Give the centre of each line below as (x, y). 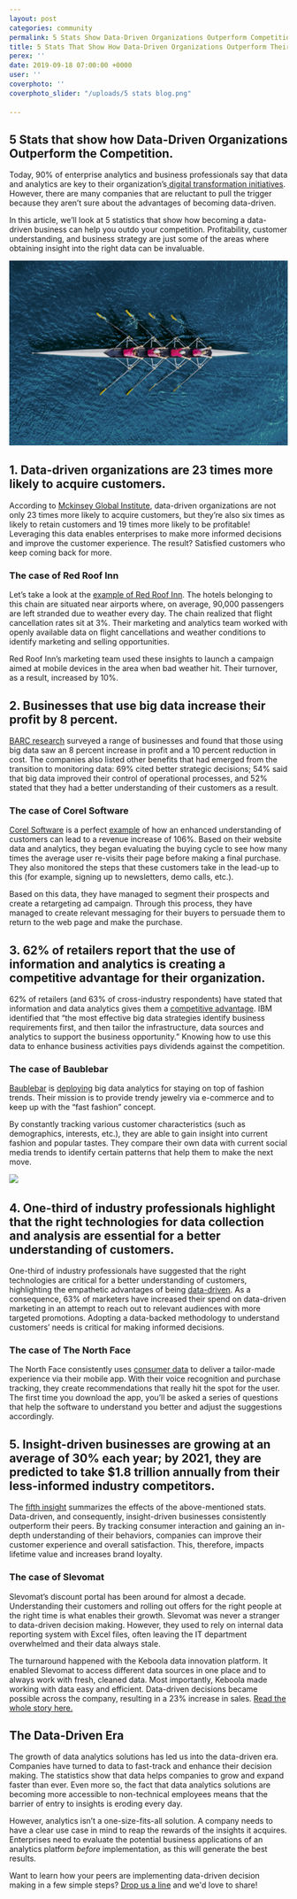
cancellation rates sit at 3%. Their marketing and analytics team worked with (148, 623)
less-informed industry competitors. (112, 1486)
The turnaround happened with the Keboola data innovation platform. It (138, 1661)
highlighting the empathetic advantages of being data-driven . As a (130, 1290)
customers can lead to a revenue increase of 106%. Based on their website (146, 839)
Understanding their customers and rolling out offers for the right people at (145, 1606)
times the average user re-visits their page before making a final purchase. (145, 858)
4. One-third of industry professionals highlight (142, 1208)
